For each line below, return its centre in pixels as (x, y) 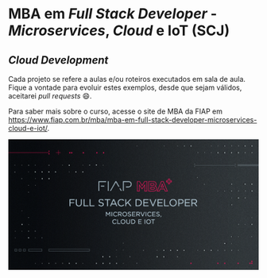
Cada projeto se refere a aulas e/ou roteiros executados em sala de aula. (127, 79)
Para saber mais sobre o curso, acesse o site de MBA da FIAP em (116, 111)
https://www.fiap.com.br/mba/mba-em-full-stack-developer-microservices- (133, 120)
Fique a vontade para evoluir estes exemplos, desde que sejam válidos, (125, 87)
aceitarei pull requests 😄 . (50, 96)
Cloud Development (58, 60)
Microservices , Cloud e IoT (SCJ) (119, 31)
